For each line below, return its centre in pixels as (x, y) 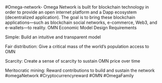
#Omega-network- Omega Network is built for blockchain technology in (77, 7)
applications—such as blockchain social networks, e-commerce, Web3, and (81, 22)
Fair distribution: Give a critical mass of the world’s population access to (77, 46)
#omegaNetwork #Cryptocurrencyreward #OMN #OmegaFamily (69, 75)
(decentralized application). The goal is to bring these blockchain (70, 17)
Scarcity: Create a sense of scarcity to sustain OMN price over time (72, 61)
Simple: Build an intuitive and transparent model (53, 37)
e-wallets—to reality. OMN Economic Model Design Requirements (71, 28)
